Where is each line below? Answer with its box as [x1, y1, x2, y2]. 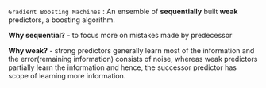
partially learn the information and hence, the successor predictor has [8, 63, 237, 72]
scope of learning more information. [8, 71, 126, 80]
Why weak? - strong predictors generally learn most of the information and [8, 46, 255, 55]
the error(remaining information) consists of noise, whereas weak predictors [8, 55, 258, 63]
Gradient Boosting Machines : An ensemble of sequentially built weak [8, 7, 238, 16]
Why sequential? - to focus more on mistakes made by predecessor [8, 31, 233, 40]
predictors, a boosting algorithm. [8, 15, 115, 25]
